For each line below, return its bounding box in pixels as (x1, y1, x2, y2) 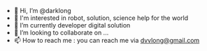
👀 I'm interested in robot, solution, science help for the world (13, 14, 189, 22)
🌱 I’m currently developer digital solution (13, 21, 131, 29)
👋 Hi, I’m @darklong (13, 7, 71, 14)
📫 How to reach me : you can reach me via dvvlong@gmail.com (13, 37, 200, 44)
